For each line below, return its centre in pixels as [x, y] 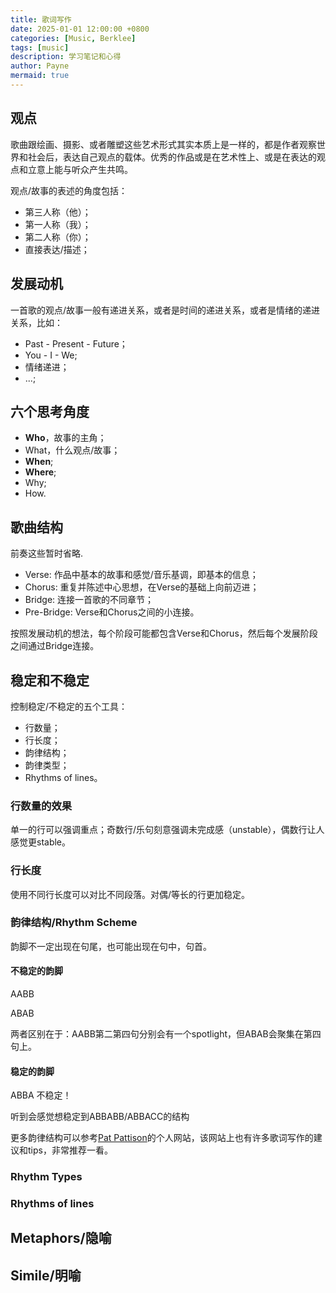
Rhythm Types [46, 1177]
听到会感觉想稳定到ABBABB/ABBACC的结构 [100, 1117]
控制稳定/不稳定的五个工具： [69, 706]
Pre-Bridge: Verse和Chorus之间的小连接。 [112, 612]
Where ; [40, 472]
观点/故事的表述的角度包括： [69, 190]
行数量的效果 [41, 806]
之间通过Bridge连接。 [55, 646]
